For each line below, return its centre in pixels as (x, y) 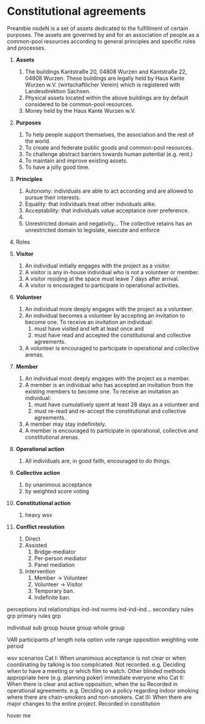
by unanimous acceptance (58, 484)
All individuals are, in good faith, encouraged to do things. (98, 461)
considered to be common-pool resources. (79, 104)
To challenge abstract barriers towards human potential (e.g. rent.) (109, 154)
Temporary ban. (54, 591)
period (15, 646)
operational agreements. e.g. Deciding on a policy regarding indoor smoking (103, 690)
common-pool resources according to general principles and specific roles (101, 41)
